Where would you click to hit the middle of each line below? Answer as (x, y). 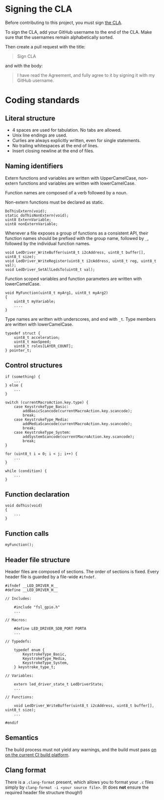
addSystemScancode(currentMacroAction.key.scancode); (79, 437)
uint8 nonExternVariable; (31, 224)
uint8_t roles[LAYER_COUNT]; (44, 346)
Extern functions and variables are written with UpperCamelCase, (71, 178)
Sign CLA (26, 56)
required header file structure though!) (44, 792)
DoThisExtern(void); (26, 211)
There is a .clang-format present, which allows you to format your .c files (79, 782)
